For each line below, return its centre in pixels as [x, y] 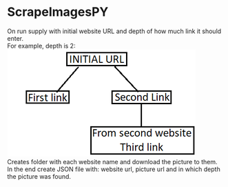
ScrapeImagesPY [58, 12]
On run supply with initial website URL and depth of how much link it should [114, 31]
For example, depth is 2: [41, 46]
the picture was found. [39, 176]
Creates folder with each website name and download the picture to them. [113, 161]
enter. [15, 38]
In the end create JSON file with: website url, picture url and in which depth [114, 169]
